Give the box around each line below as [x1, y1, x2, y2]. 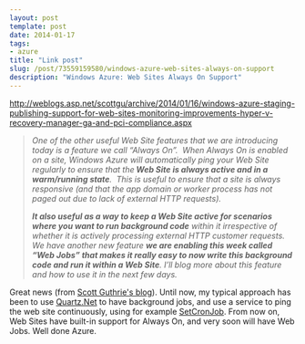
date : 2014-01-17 [9, 30, 76, 39]
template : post [9, 22, 67, 31]
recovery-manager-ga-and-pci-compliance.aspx [9, 117, 193, 128]
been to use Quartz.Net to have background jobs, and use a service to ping [9, 296, 291, 307]
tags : [9, 38, 30, 48]
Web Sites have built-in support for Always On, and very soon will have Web [9, 316, 295, 327]
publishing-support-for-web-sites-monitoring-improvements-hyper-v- [9, 107, 273, 119]
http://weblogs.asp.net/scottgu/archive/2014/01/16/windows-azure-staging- [9, 98, 296, 109]
